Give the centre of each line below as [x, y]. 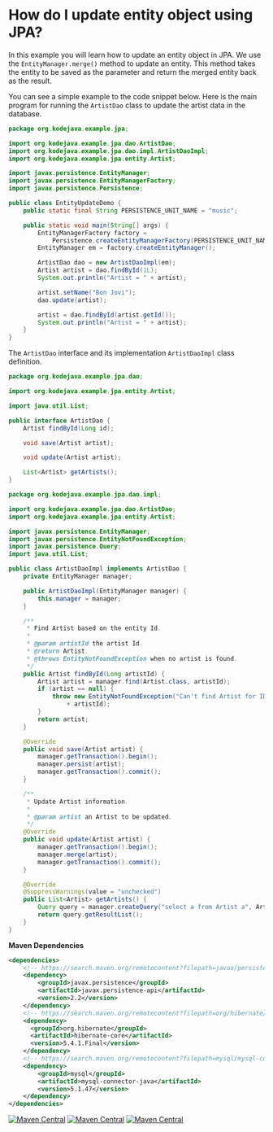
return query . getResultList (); [91, 915]
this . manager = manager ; [80, 599]
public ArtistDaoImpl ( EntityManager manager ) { [105, 591]
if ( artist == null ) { [76, 689]
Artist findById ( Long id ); [69, 428]
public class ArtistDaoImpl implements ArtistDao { [97, 569]
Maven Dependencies [46, 945]
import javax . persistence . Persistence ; [76, 189]
